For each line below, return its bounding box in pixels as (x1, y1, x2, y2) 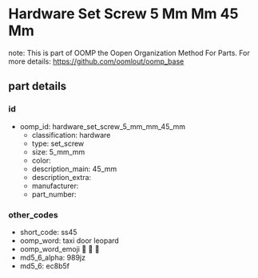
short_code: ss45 (19, 227, 77, 237)
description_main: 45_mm (31, 164, 117, 174)
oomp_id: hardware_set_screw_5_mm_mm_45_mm (19, 121, 186, 131)
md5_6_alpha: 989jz (19, 253, 86, 262)
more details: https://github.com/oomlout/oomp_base (8, 57, 185, 66)
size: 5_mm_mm (31, 147, 85, 156)
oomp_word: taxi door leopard (19, 236, 120, 245)
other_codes (8, 209, 58, 220)
